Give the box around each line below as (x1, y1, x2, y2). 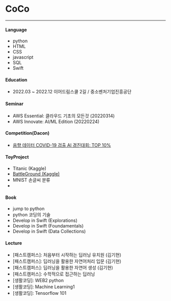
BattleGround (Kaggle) (12, 170, 60, 177)
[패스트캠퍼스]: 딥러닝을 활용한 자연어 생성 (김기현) (12, 265, 113, 271)
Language (5, 27, 27, 33)
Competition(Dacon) (5, 130, 50, 136)
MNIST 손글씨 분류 (12, 177, 50, 183)
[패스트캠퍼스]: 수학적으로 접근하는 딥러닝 (12, 271, 95, 277)
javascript (12, 54, 34, 60)
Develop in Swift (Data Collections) (12, 228, 86, 235)
